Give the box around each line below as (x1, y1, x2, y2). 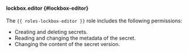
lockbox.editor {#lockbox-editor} (6, 5, 89, 12)
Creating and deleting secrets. (14, 29, 88, 36)
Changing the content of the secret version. (14, 41, 120, 48)
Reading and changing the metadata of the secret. (14, 35, 136, 41)
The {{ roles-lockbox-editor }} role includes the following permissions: (6, 17, 183, 24)
